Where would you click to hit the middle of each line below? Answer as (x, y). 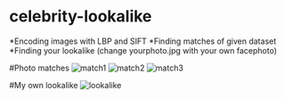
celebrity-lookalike (81, 16)
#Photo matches (39, 68)
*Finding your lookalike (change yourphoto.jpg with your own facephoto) (143, 50)
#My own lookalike (44, 85)
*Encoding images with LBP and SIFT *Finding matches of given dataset (143, 41)
